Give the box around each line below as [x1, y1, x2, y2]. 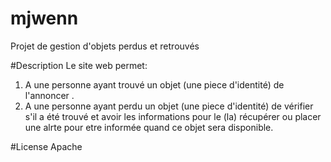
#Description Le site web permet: [10, 59, 148, 71]
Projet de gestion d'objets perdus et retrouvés [10, 40, 200, 52]
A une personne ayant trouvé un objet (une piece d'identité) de [24, 78, 285, 91]
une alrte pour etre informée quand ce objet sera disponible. [24, 121, 274, 133]
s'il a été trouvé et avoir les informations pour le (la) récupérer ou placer [24, 110, 322, 122]
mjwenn [10, 7, 79, 30]
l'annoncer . [24, 89, 75, 101]
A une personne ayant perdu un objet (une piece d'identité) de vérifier [24, 100, 314, 112]
